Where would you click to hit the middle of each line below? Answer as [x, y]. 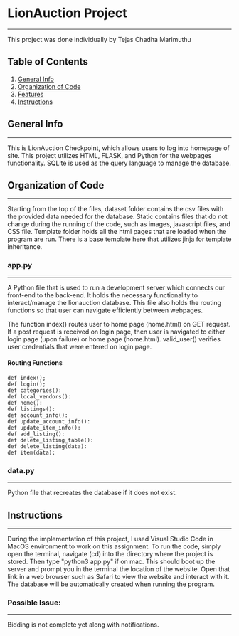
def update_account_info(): [49, 421]
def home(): [25, 403]
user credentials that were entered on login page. [80, 346]
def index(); [27, 378]
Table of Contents [48, 62]
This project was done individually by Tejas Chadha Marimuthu [100, 39]
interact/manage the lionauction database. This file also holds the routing [115, 302]
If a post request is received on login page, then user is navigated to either [116, 332]
